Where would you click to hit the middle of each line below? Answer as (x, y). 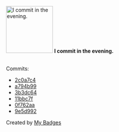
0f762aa (24, 105)
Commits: (17, 69)
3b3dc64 (25, 92)
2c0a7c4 (25, 80)
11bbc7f (24, 99)
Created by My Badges (34, 122)
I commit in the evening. (84, 51)
